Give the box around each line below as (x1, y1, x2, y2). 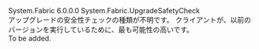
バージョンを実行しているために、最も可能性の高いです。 (8, 25, 194, 34)
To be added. (8, 33, 51, 43)
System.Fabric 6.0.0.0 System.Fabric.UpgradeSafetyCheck (8, 6, 200, 15)
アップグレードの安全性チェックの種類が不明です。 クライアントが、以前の (8, 16, 251, 24)
